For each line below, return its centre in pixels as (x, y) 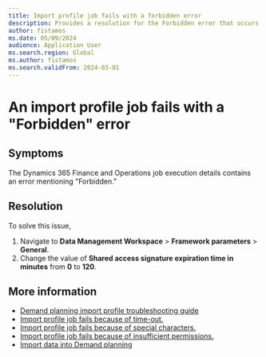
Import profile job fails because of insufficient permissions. (117, 336)
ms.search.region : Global (51, 53)
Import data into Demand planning (76, 345)
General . (34, 249)
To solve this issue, (40, 225)
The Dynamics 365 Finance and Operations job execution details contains (130, 173)
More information (53, 291)
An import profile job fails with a (117, 107)
